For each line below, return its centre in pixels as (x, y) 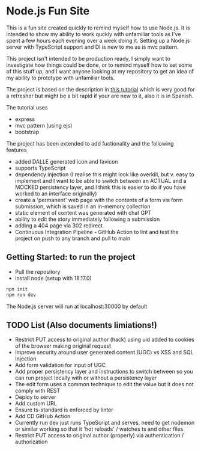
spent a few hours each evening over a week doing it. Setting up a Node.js (98, 40)
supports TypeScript (40, 168)
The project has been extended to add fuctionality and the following (90, 143)
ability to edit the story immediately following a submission (87, 219)
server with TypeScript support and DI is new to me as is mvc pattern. (92, 47)
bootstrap (27, 132)
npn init (17, 289)
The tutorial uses (27, 107)
